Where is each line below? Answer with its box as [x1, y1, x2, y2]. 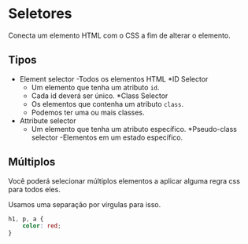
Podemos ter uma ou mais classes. [31, 107, 145, 117]
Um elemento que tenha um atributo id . [31, 82, 160, 92]
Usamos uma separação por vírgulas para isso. [8, 199, 161, 209]
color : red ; [22, 222, 61, 230]
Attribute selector [19, 115, 76, 126]
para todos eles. [8, 184, 61, 194]
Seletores [8, 5, 72, 23]
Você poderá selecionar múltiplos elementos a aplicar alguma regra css [8, 176, 240, 185]
